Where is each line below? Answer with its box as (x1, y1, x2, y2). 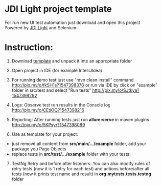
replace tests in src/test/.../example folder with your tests (11, 151, 130, 157)
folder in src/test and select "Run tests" (11, 87, 92, 93)
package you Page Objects (11, 145, 67, 152)
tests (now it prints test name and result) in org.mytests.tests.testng (11, 171, 152, 177)
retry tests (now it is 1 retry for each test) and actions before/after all (11, 165, 150, 171)
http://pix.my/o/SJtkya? (92, 87, 139, 93)
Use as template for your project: (11, 131, 79, 137)
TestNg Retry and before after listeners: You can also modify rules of (11, 160, 150, 166)
